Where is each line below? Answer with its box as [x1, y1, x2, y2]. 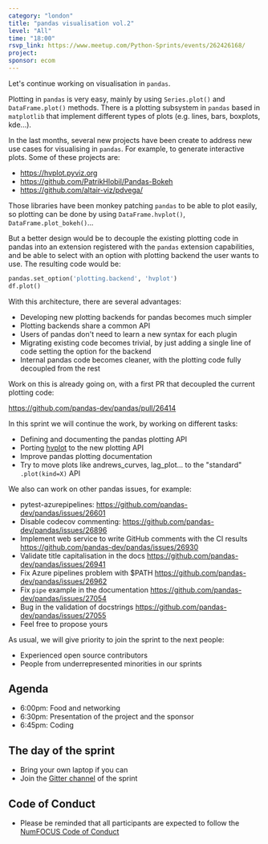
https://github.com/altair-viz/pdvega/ [19, 185, 143, 195]
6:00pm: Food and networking [19, 703, 120, 713]
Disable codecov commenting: [19, 516, 121, 526]
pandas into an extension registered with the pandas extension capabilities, [8, 242, 255, 252]
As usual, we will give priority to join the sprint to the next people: [8, 634, 225, 644]
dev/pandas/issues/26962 [19, 576, 108, 586]
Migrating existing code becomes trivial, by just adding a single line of [19, 338, 251, 347]
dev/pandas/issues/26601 [19, 508, 106, 518]
